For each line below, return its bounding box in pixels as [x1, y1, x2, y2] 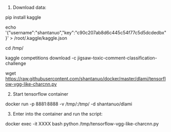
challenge [5, 60, 27, 66]
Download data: [12, 5, 47, 10]
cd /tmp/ [5, 45, 24, 51]
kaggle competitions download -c [5, 55, 77, 61]
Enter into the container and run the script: [12, 111, 103, 117]
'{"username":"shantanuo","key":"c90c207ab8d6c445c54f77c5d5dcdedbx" [5, 30, 167, 35]
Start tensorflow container [12, 91, 68, 97]
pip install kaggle [5, 14, 42, 20]
